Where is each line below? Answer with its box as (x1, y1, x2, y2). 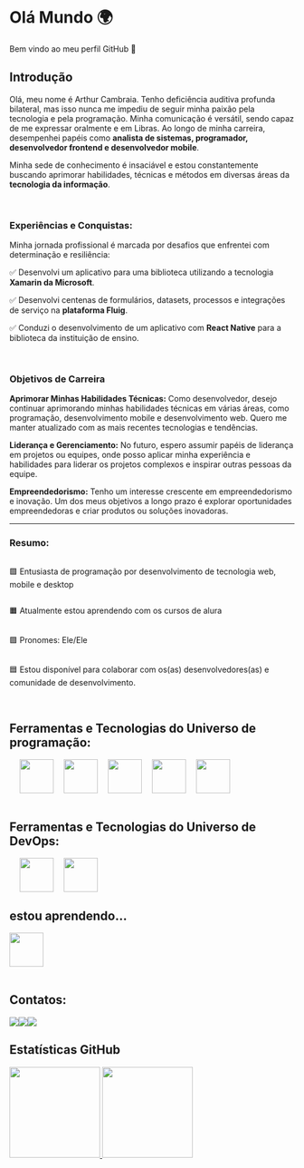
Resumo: (9, 537, 50, 550)
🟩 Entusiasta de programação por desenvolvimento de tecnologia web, (9, 566, 276, 577)
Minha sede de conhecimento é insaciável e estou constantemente (9, 160, 259, 170)
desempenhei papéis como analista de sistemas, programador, (9, 132, 249, 143)
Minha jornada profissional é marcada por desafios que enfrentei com (9, 239, 270, 250)
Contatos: (9, 992, 67, 1007)
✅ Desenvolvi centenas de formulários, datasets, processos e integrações (9, 295, 286, 306)
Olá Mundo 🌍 (9, 7, 113, 28)
